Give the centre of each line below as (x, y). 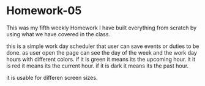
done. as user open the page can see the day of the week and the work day (102, 52)
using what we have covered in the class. (58, 34)
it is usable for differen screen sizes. (52, 77)
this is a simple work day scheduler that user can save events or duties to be (103, 46)
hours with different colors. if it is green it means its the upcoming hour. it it (101, 59)
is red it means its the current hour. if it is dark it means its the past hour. (98, 66)
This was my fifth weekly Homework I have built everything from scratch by (102, 28)
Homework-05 (44, 11)
